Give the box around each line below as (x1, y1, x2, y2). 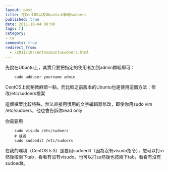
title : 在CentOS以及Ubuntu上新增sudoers (5, 12, 87, 17)
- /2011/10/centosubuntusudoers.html (10, 50, 89, 55)
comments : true (5, 40, 37, 46)
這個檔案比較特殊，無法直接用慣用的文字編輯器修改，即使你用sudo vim (5, 101, 153, 107)
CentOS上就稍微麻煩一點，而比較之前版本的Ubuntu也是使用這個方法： (5, 84, 152, 90)
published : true (5, 17, 39, 22)
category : (5, 31, 26, 36)
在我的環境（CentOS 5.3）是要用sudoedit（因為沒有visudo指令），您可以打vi (5, 147, 164, 153)
